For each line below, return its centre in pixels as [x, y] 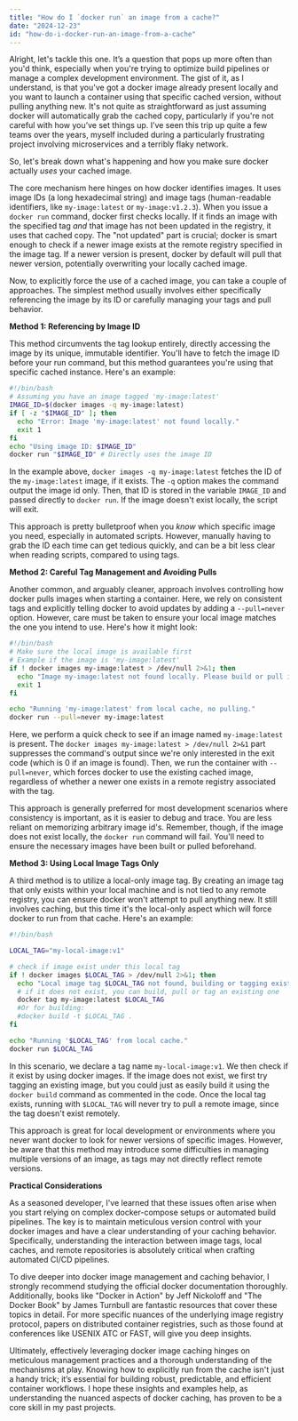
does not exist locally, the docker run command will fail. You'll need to [137, 837]
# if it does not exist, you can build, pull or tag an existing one [148, 991]
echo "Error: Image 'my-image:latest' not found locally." [129, 421]
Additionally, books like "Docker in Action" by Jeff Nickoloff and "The [136, 1296]
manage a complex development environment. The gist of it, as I [126, 78]
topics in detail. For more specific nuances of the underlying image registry [146, 1314]
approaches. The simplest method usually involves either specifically [135, 291]
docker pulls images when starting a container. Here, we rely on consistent [146, 599]
